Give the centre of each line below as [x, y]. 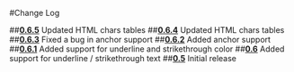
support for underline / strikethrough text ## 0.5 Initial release [123, 58]
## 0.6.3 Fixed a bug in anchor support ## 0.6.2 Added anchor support [140, 40]
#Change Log [35, 13]
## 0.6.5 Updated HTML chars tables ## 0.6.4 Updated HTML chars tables [147, 30]
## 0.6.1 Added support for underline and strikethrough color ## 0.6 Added [147, 49]
